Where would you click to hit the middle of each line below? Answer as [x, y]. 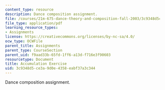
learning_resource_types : [31, 28]
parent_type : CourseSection [34, 50]
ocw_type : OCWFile [24, 41]
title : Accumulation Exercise [36, 64]
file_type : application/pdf [34, 23]
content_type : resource [29, 9]
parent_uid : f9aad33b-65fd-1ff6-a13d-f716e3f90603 [58, 55]
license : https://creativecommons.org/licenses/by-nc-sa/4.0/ [70, 37]
